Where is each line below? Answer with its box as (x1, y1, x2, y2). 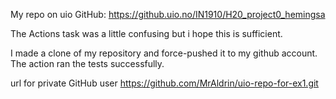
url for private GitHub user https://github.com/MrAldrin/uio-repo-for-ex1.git (10, 77, 319, 89)
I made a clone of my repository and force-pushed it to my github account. (10, 47, 318, 59)
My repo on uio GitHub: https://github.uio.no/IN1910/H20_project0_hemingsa (10, 9, 326, 20)
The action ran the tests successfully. (10, 58, 165, 69)
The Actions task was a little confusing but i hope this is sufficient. (10, 28, 283, 39)
